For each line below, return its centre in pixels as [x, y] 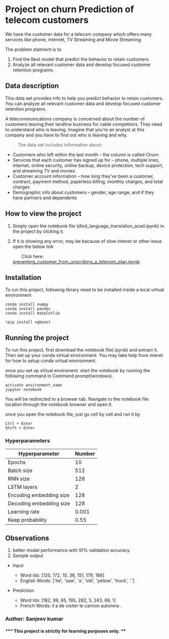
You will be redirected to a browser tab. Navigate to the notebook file [77, 399]
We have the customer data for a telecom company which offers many [78, 34]
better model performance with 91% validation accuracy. [72, 550]
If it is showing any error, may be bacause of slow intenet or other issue [87, 241]
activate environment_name [34, 385]
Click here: [33, 256]
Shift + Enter [20, 428]
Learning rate [24, 512]
